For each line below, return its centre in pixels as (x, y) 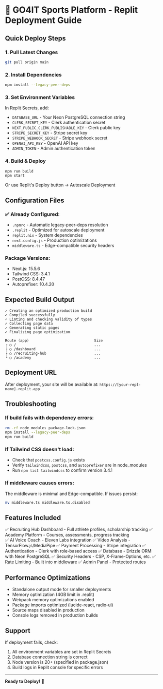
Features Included (33, 518)
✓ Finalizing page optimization (38, 332)
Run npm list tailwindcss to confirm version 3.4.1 (62, 470)
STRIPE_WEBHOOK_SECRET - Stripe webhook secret (60, 138)
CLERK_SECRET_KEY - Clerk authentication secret (59, 123)
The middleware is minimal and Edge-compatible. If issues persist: (72, 494)
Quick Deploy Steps (36, 38)
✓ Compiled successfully (30, 315)
